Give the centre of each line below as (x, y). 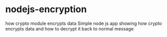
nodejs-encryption (46, 9)
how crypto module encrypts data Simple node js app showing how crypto (84, 23)
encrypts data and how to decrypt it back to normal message (69, 28)
